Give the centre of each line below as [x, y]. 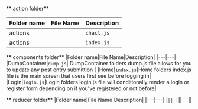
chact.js [98, 33]
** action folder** [27, 9]
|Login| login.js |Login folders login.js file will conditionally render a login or [98, 82]
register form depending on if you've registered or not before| [81, 88]
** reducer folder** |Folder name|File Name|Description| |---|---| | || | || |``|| [99, 100]
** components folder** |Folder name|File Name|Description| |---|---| [91, 57]
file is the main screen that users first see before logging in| [79, 76]
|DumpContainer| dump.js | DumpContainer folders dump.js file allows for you [99, 63]
